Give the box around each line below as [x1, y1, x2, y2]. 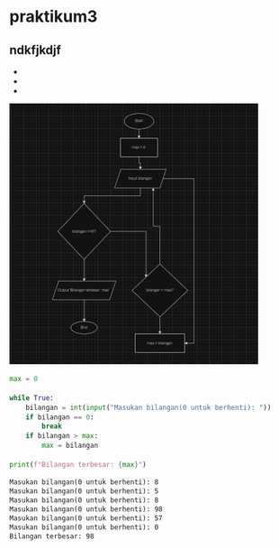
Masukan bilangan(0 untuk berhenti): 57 [9, 513, 164, 523]
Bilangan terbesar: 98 [9, 531, 94, 541]
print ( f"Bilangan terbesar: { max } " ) [9, 460, 147, 469]
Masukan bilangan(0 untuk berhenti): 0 [9, 522, 159, 532]
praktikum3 [9, 6, 98, 27]
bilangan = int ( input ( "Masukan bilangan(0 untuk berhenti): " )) [25, 403, 272, 412]
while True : [9, 393, 54, 403]
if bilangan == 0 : [25, 413, 94, 422]
